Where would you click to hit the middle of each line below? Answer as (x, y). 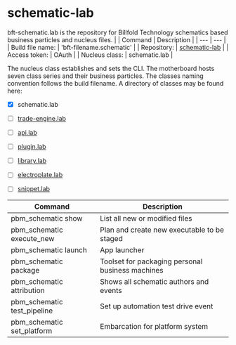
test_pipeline (32, 311)
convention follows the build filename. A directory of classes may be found (116, 83)
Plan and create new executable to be (162, 230)
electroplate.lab (40, 175)
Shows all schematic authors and (155, 282)
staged (111, 239)
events (111, 291)
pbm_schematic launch (49, 250)
